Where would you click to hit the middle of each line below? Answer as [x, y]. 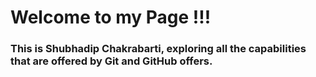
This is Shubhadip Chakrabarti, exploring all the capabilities [158, 49]
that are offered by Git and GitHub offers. [111, 61]
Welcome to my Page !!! [111, 17]
